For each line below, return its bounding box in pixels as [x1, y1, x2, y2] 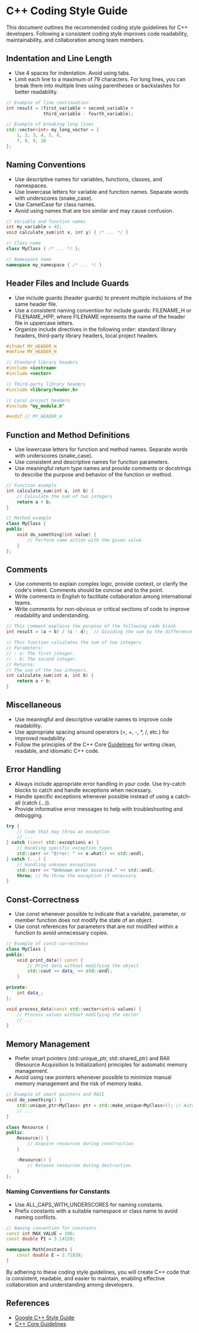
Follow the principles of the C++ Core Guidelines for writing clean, [14, 741, 176, 748]
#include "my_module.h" [6, 403, 65, 409]
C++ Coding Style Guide [6, 4, 128, 18]
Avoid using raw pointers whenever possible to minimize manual [14, 1074, 172, 1081]
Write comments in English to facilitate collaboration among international [14, 593, 192, 600]
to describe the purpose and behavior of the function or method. [14, 471, 173, 478]
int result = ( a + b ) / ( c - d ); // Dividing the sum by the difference [6, 629, 192, 635]
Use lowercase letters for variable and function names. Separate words [14, 188, 189, 195]
